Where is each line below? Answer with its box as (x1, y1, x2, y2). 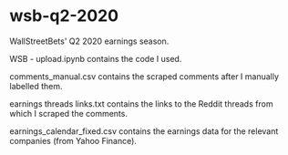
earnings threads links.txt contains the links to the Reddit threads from (9, 98, 273, 109)
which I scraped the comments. (9, 108, 128, 119)
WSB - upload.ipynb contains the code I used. (9, 53, 182, 64)
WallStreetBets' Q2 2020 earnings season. (9, 36, 170, 46)
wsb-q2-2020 (9, 5, 119, 26)
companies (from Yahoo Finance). (9, 135, 137, 146)
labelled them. (9, 80, 63, 91)
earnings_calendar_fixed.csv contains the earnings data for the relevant (9, 125, 279, 137)
